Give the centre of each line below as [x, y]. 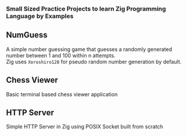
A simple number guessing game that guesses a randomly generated [89, 49]
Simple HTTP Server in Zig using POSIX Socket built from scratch [85, 127]
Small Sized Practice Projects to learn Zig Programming [86, 9]
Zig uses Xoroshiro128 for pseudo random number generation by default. [94, 62]
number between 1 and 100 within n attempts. [61, 55]
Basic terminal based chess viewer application [62, 94]
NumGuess [27, 35]
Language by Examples [40, 16]
